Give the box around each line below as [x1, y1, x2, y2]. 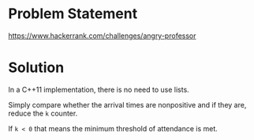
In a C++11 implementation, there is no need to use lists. [8, 85, 189, 94]
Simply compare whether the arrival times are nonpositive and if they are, [8, 100, 247, 109]
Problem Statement [8, 5, 138, 23]
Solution [8, 59, 65, 77]
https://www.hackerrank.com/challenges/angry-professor [8, 31, 196, 40]
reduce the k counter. [8, 108, 78, 118]
